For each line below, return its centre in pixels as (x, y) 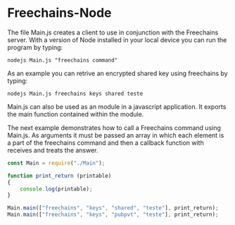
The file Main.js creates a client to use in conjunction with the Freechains (113, 32)
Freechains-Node (59, 13)
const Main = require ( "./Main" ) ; (56, 163)
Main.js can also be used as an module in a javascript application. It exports (117, 106)
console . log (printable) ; (56, 189)
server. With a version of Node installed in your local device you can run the (117, 39)
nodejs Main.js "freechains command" (63, 60)
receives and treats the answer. (53, 150)
